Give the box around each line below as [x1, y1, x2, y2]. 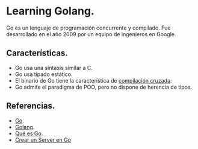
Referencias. [6, 101, 55, 111]
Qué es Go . [14, 130, 43, 137]
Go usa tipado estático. [14, 71, 73, 78]
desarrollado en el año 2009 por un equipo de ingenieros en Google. [6, 30, 176, 37]
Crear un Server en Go [14, 136, 71, 143]
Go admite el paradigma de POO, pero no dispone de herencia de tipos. [14, 83, 193, 90]
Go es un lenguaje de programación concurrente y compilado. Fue [6, 24, 171, 31]
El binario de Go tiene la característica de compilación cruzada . [14, 77, 172, 84]
